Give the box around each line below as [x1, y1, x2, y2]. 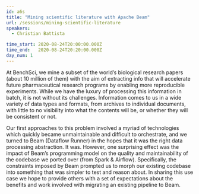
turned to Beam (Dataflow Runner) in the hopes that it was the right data [6, 137, 183, 144]
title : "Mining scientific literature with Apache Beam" [6, 14, 150, 20]
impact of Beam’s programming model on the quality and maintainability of [6, 150, 188, 157]
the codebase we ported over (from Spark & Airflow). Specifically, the [6, 155, 177, 163]
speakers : [6, 25, 31, 31]
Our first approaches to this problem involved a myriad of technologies [6, 124, 179, 131]
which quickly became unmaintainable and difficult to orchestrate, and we [6, 131, 187, 138]
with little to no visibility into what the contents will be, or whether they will [6, 106, 188, 113]
